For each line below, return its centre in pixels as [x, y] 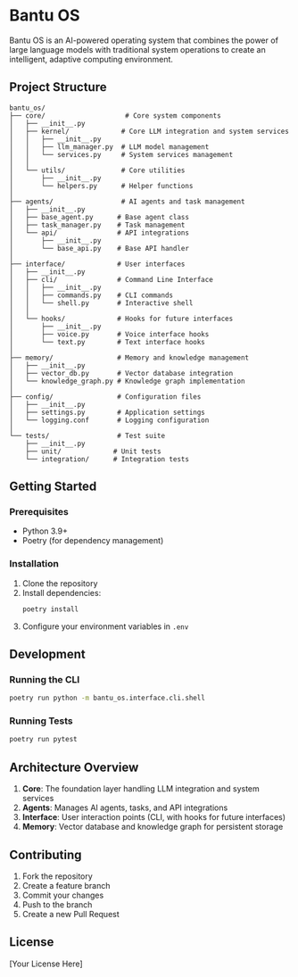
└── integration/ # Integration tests [108, 459]
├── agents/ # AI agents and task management [127, 202]
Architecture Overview [74, 767]
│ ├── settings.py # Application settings [107, 412]
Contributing [46, 854]
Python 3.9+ [45, 531]
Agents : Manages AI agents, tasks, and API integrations [125, 807]
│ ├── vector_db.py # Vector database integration [121, 373]
